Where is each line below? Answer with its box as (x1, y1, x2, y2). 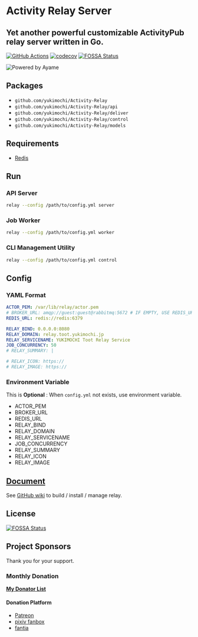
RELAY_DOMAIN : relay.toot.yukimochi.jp (6, 331, 104, 337)
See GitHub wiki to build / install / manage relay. (6, 492, 123, 499)
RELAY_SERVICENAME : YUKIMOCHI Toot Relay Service (6, 337, 131, 343)
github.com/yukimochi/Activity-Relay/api (14, 104, 118, 110)
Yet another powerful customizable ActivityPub (6, 28, 184, 38)
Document (6, 476, 45, 486)
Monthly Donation (6, 572, 59, 580)
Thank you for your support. (6, 557, 75, 564)
